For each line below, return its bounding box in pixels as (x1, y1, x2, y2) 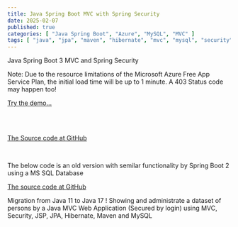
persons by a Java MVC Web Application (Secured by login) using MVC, (7, 204, 217, 213)
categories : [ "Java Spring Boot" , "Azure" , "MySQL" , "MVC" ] (7, 30, 195, 38)
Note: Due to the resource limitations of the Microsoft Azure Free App (7, 70, 210, 79)
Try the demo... (7, 99, 52, 107)
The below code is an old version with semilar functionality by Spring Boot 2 (7, 161, 229, 170)
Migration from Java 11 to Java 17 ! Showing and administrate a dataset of (7, 196, 222, 205)
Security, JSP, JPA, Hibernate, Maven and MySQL (7, 211, 152, 220)
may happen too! (7, 85, 57, 94)
